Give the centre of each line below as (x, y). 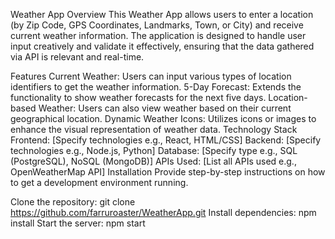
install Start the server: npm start (78, 223)
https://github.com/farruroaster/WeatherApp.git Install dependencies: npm (163, 212)
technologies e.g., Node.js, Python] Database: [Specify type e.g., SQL (154, 150)
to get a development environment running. (99, 182)
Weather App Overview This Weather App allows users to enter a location (162, 14)
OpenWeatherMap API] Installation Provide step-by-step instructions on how (168, 172)
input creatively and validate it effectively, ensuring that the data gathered (162, 46)
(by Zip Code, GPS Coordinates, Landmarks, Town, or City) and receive (157, 25)
